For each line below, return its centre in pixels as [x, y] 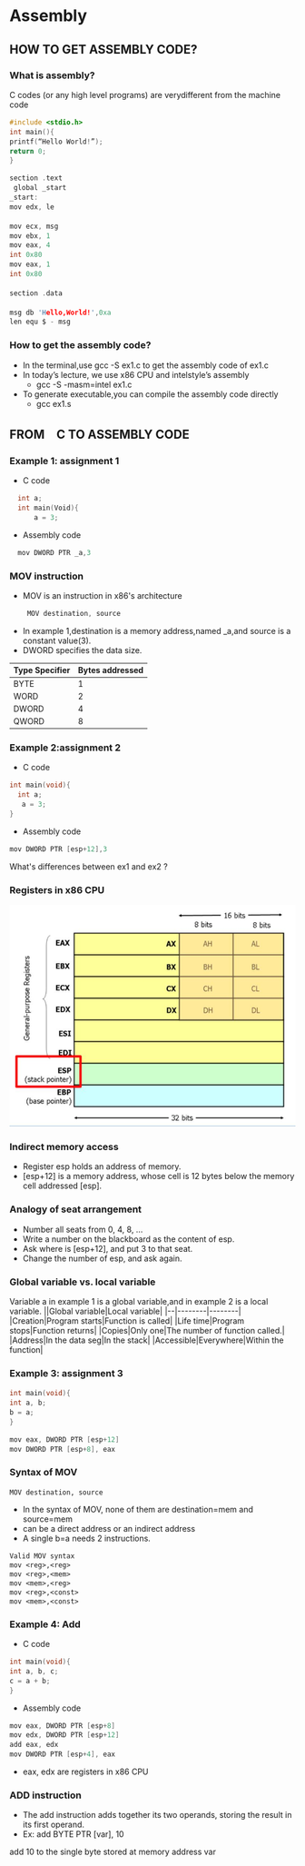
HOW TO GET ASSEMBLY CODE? [103, 50]
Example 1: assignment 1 [64, 461]
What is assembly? [52, 75]
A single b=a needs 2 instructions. [87, 1538]
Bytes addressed [110, 670]
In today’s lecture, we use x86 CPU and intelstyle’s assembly [136, 374]
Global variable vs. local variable [83, 1282]
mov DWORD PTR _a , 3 [54, 552]
